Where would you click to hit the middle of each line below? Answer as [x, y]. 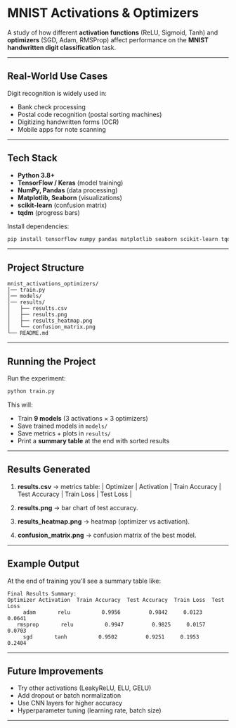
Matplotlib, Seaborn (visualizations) [70, 197]
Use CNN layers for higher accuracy [70, 703]
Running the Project [52, 361]
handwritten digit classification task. [62, 47]
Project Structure [46, 267]
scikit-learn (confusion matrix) [62, 205]
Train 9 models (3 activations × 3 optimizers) [83, 418]
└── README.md [28, 333]
